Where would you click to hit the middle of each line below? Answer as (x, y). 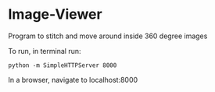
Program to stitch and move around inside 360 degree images (108, 36)
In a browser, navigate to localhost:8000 (73, 80)
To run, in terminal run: (45, 51)
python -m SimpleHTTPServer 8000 (63, 65)
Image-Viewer (56, 14)
